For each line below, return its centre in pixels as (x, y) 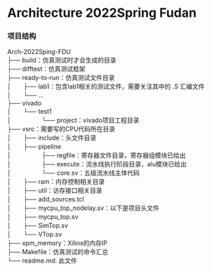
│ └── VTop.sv (35, 234)
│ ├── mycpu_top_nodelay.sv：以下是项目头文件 (84, 208)
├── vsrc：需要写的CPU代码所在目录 (61, 129)
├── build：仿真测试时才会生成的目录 (62, 60)
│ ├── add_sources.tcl (46, 199)
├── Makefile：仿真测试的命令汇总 (58, 252)
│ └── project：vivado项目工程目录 (73, 120)
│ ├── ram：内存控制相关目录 (56, 182)
